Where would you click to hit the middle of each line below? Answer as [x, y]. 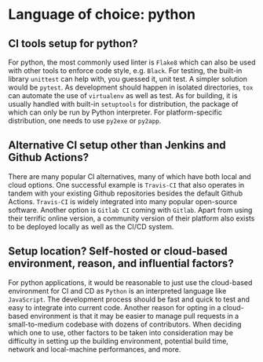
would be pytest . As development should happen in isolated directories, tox [131, 87]
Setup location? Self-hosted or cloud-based [118, 252]
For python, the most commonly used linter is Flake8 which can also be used [132, 62]
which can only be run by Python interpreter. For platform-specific [115, 112]
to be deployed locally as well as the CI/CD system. [91, 226]
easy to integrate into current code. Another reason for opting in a [115, 307]
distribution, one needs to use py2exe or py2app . [85, 121]
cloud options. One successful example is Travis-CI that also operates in [126, 185]
